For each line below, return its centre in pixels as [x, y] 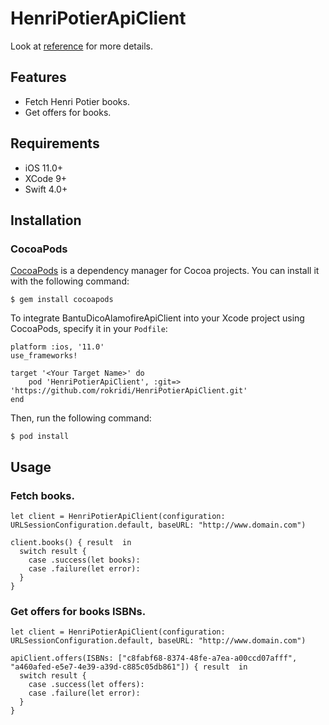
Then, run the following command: [81, 418]
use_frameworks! [44, 356]
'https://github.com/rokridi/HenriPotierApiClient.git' [129, 391]
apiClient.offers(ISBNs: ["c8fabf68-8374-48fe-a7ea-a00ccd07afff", [154, 658]
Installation [46, 220]
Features [38, 77]
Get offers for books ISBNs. [78, 611]
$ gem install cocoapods [62, 300]
